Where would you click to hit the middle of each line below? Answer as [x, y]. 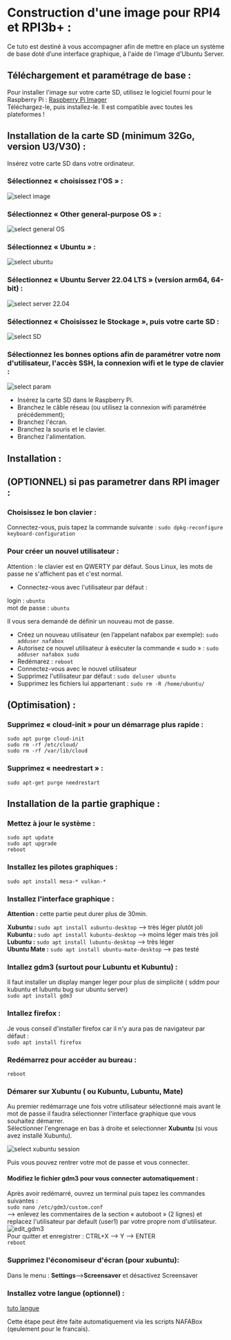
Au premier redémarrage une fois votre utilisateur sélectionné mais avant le [114, 1107]
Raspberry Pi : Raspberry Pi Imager [57, 99]
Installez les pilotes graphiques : [63, 867]
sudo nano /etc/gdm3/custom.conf [55, 1207]
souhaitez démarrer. [36, 1121]
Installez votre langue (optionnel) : [66, 1293]
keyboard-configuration [41, 534]
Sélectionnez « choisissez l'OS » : [65, 181]
